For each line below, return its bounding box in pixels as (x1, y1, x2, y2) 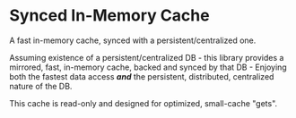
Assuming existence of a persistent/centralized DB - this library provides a (9, 52, 284, 63)
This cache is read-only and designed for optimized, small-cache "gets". (9, 97, 278, 108)
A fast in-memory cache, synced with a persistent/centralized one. (9, 35, 257, 46)
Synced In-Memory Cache (9, 5, 210, 26)
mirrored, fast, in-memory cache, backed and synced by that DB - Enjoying (9, 62, 287, 72)
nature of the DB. (9, 80, 73, 91)
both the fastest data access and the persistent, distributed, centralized (9, 71, 274, 81)
